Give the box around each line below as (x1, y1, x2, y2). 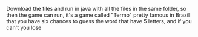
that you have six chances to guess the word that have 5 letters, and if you (6, 18, 192, 24)
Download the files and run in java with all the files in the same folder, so (6, 5, 186, 12)
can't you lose (6, 24, 42, 31)
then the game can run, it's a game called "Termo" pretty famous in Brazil (6, 11, 190, 18)
